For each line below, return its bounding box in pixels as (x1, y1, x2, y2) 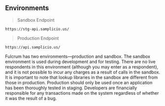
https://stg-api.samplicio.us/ (5, 27, 69, 32)
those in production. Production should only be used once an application (5, 79, 153, 85)
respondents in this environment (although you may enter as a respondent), (5, 64, 159, 70)
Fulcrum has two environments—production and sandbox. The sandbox (5, 53, 150, 59)
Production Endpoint (17, 35, 59, 41)
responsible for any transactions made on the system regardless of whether (5, 90, 159, 96)
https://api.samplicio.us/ (5, 44, 61, 50)
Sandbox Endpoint (17, 17, 55, 23)
